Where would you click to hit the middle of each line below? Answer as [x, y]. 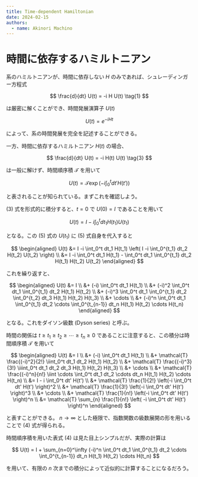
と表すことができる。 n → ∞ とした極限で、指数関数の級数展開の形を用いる [98, 418]
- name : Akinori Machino [42, 28]
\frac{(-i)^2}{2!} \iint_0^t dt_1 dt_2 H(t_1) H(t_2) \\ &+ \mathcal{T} [84, 361]
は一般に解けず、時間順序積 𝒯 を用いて [53, 170]
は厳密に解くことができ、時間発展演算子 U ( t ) [61, 108]
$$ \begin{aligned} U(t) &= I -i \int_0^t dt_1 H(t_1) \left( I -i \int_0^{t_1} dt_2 [99, 248]
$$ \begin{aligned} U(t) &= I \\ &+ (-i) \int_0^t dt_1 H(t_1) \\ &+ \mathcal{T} [99, 356]
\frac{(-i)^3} [177, 361]
